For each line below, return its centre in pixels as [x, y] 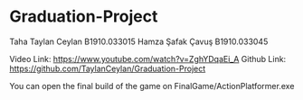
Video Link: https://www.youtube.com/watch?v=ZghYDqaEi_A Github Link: [148, 59]
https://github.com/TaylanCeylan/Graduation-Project [108, 68]
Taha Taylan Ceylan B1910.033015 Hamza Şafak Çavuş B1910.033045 [139, 41]
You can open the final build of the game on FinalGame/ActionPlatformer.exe [152, 86]
